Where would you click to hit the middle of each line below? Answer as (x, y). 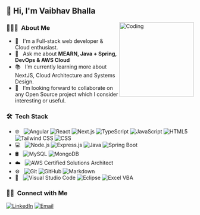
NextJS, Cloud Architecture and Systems (65, 75)
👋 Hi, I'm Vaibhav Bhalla (51, 11)
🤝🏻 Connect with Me (37, 193)
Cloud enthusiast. (36, 47)
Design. (24, 82)
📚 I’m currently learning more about (61, 67)
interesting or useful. (40, 100)
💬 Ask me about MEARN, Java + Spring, (66, 54)
